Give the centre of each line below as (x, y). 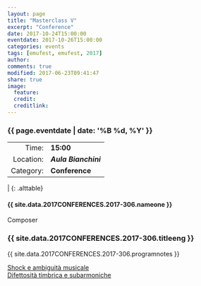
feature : (26, 93)
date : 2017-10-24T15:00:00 (47, 34)
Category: (28, 171)
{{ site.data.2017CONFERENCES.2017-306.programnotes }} (93, 254)
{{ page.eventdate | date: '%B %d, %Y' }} (80, 130)
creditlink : (31, 106)
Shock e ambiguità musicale (48, 267)
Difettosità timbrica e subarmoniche (59, 275)
